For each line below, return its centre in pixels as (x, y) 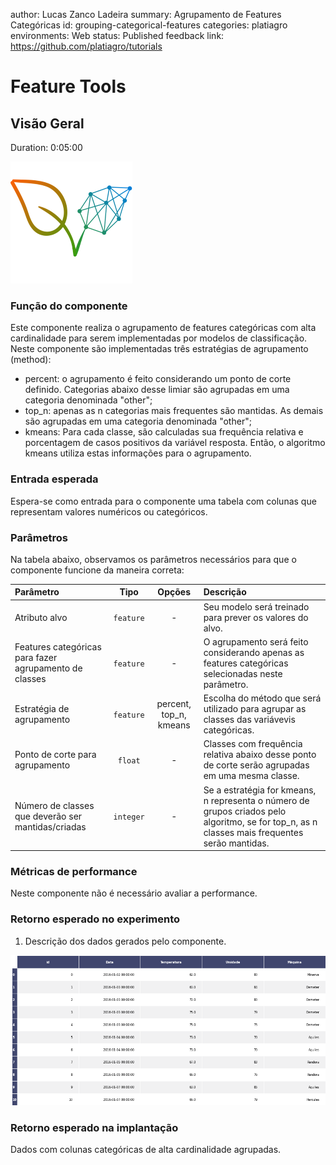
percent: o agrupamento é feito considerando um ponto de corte (158, 379)
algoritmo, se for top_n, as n (260, 821)
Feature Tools (68, 86)
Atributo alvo (41, 617)
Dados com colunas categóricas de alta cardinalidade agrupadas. (146, 1149)
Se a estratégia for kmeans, (260, 790)
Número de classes (54, 806)
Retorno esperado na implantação (94, 1127)
